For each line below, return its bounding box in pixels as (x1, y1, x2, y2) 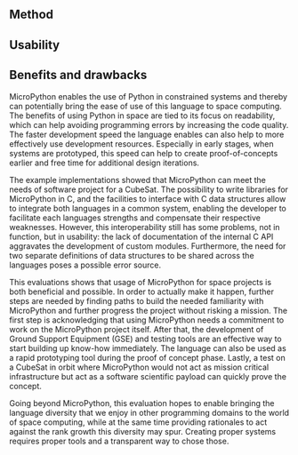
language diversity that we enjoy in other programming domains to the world (9, 407, 290, 418)
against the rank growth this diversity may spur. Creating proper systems (9, 426, 277, 436)
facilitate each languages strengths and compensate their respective (9, 212, 261, 223)
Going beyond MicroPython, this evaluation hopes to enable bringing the (9, 397, 275, 408)
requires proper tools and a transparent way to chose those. (9, 435, 230, 446)
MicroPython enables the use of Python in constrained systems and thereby (9, 91, 287, 101)
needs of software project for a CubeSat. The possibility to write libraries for (9, 184, 289, 195)
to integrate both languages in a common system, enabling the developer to (9, 203, 286, 213)
